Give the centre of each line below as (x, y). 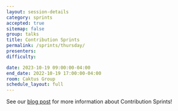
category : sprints (29, 17)
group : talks (23, 34)
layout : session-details (38, 12)
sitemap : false (25, 29)
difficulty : (21, 57)
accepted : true (25, 23)
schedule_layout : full (35, 84)
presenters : (21, 51)
